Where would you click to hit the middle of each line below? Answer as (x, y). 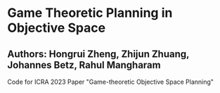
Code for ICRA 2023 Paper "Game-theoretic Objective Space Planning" (111, 82)
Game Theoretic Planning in (90, 13)
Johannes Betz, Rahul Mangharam (84, 65)
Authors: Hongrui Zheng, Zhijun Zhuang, (98, 54)
